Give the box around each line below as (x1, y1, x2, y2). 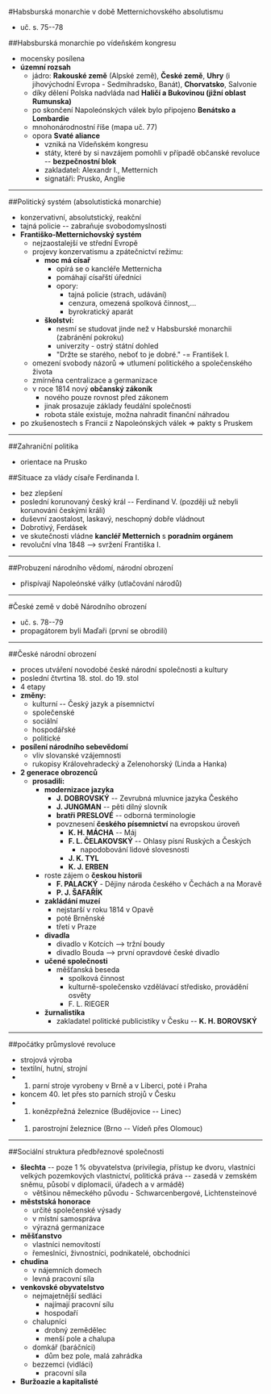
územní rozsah (19, 62, 71, 72)
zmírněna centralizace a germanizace (31, 375, 158, 385)
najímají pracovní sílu (44, 1300, 115, 1309)
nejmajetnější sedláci (31, 1291, 102, 1300)
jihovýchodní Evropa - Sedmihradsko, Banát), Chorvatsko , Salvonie (31, 80, 257, 89)
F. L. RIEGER (68, 1000, 110, 1008)
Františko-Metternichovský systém (19, 230, 142, 239)
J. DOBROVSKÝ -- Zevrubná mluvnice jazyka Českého (56, 794, 239, 803)
